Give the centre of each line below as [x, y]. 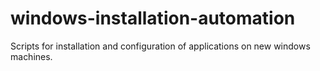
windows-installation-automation [153, 18]
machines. [31, 56]
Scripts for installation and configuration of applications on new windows [160, 46]
